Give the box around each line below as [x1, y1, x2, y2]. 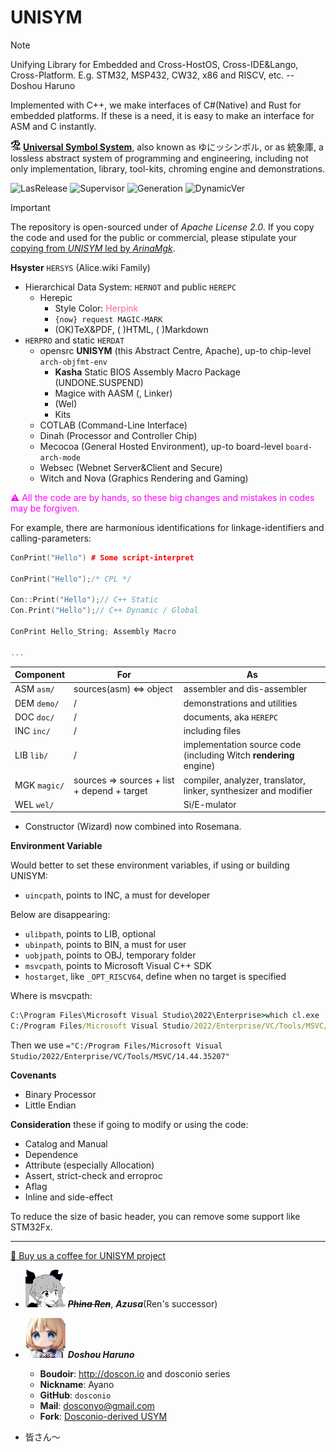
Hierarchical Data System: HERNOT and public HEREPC [24, 281, 237, 293]
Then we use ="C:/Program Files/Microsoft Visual [10, 1039, 223, 1051]
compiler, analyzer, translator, [183, 774, 307, 786]
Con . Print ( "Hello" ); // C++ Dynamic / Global [10, 606, 199, 616]
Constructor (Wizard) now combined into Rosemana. [24, 821, 242, 833]
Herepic [39, 291, 73, 303]
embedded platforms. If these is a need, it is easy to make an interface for [10, 109, 315, 121]
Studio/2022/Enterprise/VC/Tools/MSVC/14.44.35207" [10, 1052, 230, 1062]
